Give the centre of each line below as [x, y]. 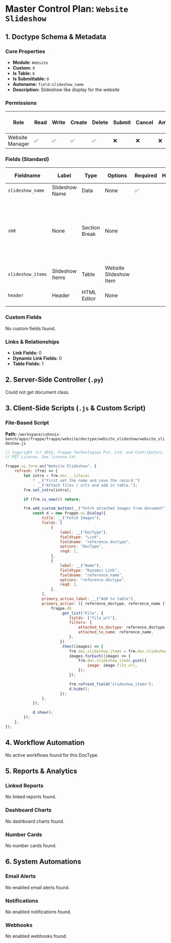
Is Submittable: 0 [31, 79]
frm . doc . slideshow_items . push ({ [112, 661]
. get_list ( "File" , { [81, 613]
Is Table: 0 [24, 73]
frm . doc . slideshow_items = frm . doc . [108, 651]
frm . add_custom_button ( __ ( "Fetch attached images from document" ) [95, 509]
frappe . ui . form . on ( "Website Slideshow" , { [51, 466]
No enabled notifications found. [38, 912]
